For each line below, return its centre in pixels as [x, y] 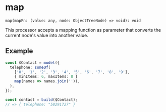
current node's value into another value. [47, 35]
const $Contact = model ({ [32, 63]
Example [19, 51]
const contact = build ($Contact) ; [42, 99]
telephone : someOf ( [30, 67]
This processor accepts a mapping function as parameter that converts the [83, 30]
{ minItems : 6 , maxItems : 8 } [46, 77]
